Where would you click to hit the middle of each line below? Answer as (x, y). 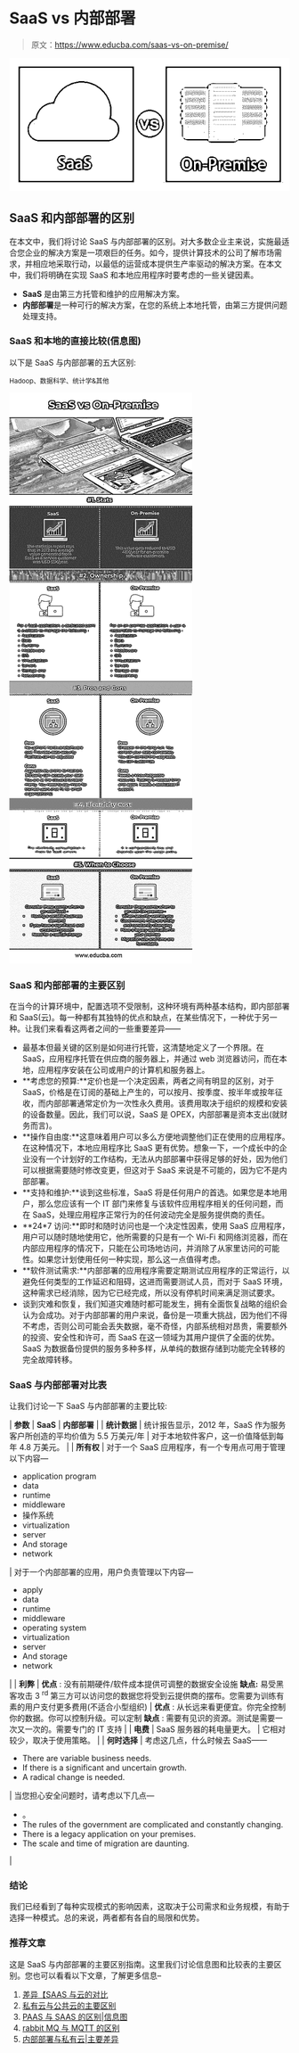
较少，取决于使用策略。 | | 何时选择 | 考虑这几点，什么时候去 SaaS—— (138, 1741)
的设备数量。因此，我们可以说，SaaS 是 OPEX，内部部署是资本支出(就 (151, 1115)
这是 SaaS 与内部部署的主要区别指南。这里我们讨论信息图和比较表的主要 (141, 1964)
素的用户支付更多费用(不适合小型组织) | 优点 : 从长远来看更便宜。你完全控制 (148, 1707)
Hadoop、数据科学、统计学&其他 (59, 381)
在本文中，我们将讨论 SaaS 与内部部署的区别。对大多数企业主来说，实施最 (145, 241)
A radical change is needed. (73, 1777)
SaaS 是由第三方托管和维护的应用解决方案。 (103, 293)
